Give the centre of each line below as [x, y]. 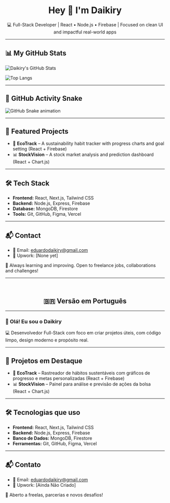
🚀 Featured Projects [37, 131]
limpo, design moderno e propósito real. [47, 340]
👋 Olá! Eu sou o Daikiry [34, 321]
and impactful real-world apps [85, 32]
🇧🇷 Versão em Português [85, 301]
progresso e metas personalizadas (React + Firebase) [69, 378]
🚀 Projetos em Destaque [44, 361]
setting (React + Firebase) [40, 149]
